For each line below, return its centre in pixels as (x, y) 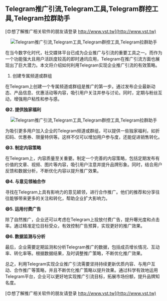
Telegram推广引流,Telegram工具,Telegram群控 (79, 9)
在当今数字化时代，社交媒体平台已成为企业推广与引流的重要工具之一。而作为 (84, 52)
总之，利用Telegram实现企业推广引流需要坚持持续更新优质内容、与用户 (78, 263)
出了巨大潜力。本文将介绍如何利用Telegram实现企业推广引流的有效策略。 (84, 65)
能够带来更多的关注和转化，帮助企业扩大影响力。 (60, 198)
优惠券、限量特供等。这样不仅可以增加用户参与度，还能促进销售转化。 (90, 137)
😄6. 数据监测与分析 (25, 236)
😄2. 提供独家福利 (23, 109)
